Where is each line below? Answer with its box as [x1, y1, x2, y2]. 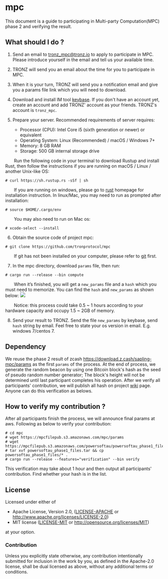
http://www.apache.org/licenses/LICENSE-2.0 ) [12, 514, 109, 520]
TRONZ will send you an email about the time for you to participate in [12, 66, 155, 72]
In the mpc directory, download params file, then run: [12, 262, 120, 268]
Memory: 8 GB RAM [19, 142, 61, 149]
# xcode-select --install [5, 225, 59, 231]
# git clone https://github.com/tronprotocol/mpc [5, 244, 111, 249]
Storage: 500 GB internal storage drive [19, 148, 100, 154]
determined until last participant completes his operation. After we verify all [5, 377, 160, 383]
